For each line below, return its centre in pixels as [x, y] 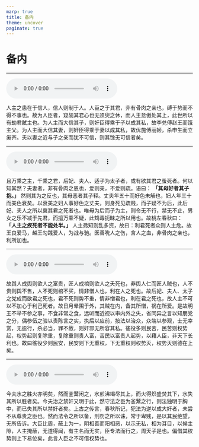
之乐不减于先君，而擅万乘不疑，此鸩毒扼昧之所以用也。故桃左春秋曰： [97, 218]
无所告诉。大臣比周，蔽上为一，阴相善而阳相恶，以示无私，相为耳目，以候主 [99, 424]
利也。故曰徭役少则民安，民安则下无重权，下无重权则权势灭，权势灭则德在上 [99, 343]
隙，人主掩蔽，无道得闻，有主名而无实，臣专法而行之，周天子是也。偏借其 [97, 431]
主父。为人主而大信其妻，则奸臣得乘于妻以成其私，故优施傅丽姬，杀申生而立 [99, 130]
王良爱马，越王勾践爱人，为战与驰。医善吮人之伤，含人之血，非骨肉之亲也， [99, 233]
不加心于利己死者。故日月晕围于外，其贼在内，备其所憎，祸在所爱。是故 [99, 306]
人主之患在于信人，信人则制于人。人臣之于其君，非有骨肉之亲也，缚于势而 [97, 108]
